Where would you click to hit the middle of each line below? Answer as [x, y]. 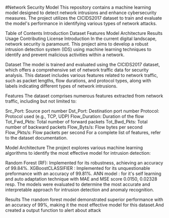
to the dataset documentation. [37, 138]
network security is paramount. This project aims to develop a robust [77, 44]
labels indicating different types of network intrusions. [61, 86]
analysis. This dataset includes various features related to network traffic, [81, 75]
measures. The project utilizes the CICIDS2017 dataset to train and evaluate [84, 18]
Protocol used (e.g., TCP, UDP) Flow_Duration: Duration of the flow [75, 116]
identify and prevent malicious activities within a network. [65, 55]
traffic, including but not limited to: [41, 101]
